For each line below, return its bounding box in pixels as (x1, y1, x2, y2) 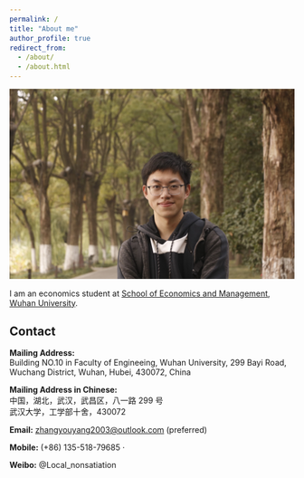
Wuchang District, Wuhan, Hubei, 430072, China (9, 367, 192, 378)
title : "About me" (9, 24, 79, 33)
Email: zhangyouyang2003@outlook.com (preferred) (9, 425, 208, 435)
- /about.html (17, 62, 71, 72)
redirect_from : (9, 43, 67, 53)
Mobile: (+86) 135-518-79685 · (9, 442, 125, 453)
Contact (9, 324, 56, 339)
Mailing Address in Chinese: (9, 385, 118, 396)
